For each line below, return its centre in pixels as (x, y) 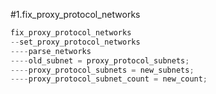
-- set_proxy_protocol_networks (75, 42)
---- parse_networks (51, 51)
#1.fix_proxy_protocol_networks (75, 14)
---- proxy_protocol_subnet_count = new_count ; (109, 79)
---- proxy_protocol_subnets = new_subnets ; (102, 70)
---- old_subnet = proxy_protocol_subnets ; (100, 60)
